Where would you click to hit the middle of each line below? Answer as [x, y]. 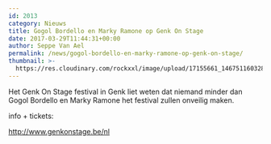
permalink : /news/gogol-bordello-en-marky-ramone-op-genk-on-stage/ [126, 53]
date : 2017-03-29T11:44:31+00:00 [65, 38]
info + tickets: [31, 116]
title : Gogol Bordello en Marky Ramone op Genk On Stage [106, 31]
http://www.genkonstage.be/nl [59, 131]
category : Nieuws [38, 23]
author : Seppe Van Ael [46, 46]
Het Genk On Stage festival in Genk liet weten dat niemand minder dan [125, 91]
